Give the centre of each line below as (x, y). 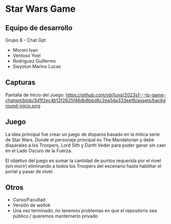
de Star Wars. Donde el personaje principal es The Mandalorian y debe (80, 139)
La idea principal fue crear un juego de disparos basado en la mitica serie (82, 134)
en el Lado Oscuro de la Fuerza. (39, 150)
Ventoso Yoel (27, 55)
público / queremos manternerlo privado (55, 216)
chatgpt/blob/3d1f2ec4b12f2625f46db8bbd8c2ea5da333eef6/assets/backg (86, 100)
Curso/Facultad (29, 200)
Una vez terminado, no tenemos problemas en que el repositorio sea (85, 211)
